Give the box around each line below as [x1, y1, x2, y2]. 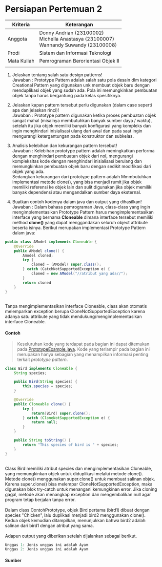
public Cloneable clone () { [14, 401, 71, 406]
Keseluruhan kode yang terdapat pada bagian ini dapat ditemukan [17, 341, 150, 347]
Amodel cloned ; [22, 253, 54, 258]
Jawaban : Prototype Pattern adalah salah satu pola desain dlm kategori [12, 77, 157, 83]
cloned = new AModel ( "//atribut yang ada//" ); [31, 271, 128, 276]
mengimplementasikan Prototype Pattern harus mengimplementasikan [12, 209, 154, 215]
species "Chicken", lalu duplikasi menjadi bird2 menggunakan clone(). [5, 512, 146, 518]
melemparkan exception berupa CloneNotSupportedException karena [5, 309, 145, 315]
